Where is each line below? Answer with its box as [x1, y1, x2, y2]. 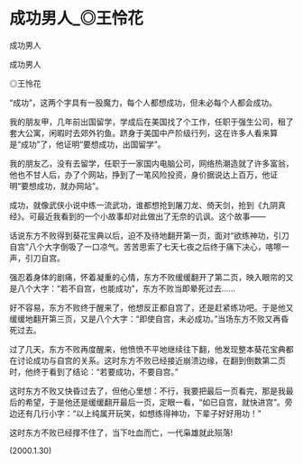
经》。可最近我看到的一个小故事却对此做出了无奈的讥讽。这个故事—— [9, 211, 266, 222]
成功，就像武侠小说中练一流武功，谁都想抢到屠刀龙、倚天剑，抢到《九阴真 [9, 199, 286, 210]
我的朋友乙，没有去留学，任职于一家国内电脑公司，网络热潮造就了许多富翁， [9, 158, 294, 168]
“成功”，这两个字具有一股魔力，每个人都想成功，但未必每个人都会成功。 [9, 96, 278, 108]
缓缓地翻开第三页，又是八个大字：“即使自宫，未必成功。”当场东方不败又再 [9, 313, 281, 324]
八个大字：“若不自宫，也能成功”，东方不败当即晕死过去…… [16, 283, 236, 294]
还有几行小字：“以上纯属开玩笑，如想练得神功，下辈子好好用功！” [16, 407, 262, 419]
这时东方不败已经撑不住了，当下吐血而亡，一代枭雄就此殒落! [9, 427, 234, 438]
